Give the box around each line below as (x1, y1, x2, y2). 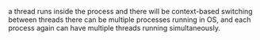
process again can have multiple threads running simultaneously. (8, 24, 220, 32)
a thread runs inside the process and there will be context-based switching (8, 7, 253, 16)
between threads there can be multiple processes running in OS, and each (8, 15, 251, 24)
